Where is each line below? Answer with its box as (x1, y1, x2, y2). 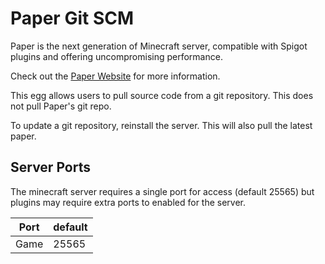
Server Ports (10, 159, 91, 176)
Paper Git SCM (10, 7, 135, 30)
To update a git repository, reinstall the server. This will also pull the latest (10, 119, 313, 131)
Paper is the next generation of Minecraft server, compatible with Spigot (10, 40, 308, 52)
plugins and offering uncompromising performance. (10, 50, 223, 62)
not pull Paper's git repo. (10, 100, 112, 112)
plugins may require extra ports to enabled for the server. (10, 196, 247, 208)
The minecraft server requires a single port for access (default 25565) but (10, 185, 315, 197)
